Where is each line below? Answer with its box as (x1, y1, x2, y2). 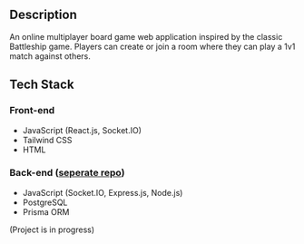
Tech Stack (9, 77, 74, 93)
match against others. (9, 50, 91, 62)
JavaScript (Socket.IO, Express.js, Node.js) (22, 187, 183, 198)
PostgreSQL (22, 197, 68, 208)
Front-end (9, 104, 55, 117)
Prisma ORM (22, 206, 70, 217)
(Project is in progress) (9, 224, 95, 235)
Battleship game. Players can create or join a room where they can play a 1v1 (9, 41, 296, 52)
